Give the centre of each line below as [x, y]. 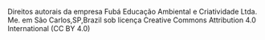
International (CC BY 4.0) [49, 28]
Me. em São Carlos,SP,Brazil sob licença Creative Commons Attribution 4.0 [132, 20]
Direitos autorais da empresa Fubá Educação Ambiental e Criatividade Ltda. [132, 12]
